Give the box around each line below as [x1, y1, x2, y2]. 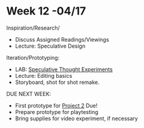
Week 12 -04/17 [6, 4, 87, 18]
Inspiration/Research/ [6, 24, 61, 31]
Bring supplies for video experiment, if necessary [15, 115, 138, 122]
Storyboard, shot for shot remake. [15, 78, 100, 86]
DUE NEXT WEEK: [6, 90, 51, 97]
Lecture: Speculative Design [15, 42, 86, 50]
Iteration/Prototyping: [6, 54, 60, 61]
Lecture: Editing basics [15, 72, 73, 79]
